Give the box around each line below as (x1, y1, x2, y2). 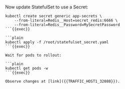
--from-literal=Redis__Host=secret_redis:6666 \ (14, 18, 118, 23)
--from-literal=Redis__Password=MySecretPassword (14, 22, 120, 27)
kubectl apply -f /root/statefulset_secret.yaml (5, 40, 109, 45)
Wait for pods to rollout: (5, 53, 62, 58)
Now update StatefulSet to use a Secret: (5, 4, 88, 10)
